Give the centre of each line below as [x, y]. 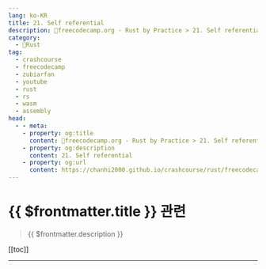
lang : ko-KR [28, 15]
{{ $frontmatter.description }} [75, 233]
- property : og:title [58, 133]
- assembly [33, 112]
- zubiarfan [35, 74]
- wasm [26, 104]
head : [17, 119]
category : [25, 38]
